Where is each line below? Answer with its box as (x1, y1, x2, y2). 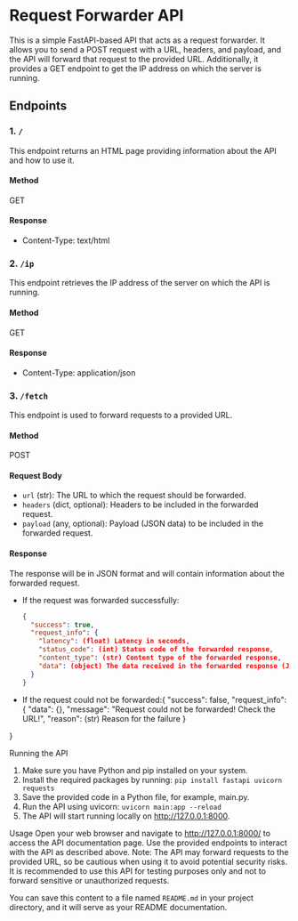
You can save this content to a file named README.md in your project (9, 892, 254, 903)
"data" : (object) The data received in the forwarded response (38, 661, 278, 670)
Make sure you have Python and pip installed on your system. (21, 764, 248, 775)
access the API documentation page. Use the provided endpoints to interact (9, 837, 287, 848)
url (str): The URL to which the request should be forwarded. (21, 490, 246, 501)
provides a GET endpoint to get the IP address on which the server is (9, 63, 262, 74)
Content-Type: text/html (21, 235, 110, 246)
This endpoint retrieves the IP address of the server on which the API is (9, 278, 270, 288)
